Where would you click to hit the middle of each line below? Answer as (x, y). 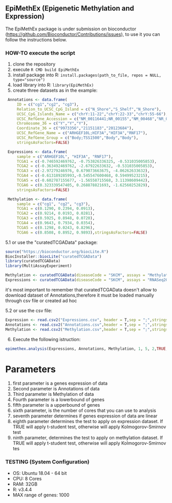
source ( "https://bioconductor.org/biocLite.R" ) (57, 251)
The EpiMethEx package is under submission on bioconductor (71, 29)
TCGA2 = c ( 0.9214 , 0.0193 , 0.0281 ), (56, 214)
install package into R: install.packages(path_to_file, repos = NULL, (87, 75)
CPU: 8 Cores (27, 478)
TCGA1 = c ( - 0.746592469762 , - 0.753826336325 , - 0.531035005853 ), (87, 161)
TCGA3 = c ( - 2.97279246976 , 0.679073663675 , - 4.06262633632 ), (83, 171)
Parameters (31, 369)
